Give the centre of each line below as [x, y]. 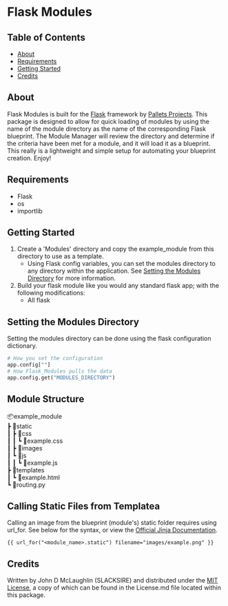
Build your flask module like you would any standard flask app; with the [118, 286]
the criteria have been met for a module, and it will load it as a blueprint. [109, 143]
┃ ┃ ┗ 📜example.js [32, 463]
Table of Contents [46, 38]
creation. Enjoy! [29, 158]
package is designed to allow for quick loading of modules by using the [108, 121]
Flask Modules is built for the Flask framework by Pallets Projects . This [107, 114]
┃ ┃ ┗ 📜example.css [35, 441]
